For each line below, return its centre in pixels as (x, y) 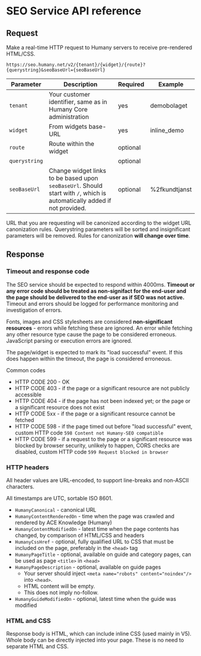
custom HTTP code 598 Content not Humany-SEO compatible (89, 433)
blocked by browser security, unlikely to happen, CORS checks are (97, 445)
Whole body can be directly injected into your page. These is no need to (95, 640)
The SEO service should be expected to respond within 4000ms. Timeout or (100, 284)
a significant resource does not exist (60, 407)
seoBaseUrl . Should (76, 186)
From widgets (68, 127)
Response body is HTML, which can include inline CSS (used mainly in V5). (99, 634)
